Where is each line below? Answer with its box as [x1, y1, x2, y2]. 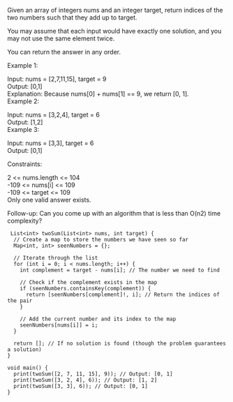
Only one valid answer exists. [7, 195, 92, 204]
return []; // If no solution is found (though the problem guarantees [13, 340, 227, 347]
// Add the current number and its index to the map [20, 315, 176, 322]
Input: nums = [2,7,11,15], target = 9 [7, 75, 107, 83]
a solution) [7, 346, 42, 353]
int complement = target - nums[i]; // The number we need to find [20, 267, 220, 274]
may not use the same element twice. [7, 34, 115, 43]
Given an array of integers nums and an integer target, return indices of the [7, 6, 223, 14]
